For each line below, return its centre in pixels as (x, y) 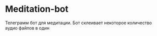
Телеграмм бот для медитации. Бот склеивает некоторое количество (78, 23)
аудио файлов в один (27, 28)
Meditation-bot (37, 9)
